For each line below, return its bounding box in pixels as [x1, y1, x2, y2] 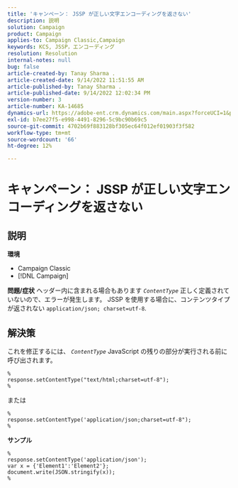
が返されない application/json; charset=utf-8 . [7, 304, 147, 313]
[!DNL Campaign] [17, 271, 69, 281]
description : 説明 [7, 17, 59, 24]
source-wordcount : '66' [7, 136, 78, 143]
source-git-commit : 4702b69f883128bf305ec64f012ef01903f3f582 [7, 122, 195, 130]
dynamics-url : [7, 109, 50, 116]
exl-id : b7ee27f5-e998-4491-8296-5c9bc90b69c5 [7, 116, 147, 123]
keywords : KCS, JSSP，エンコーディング [7, 43, 115, 50]
